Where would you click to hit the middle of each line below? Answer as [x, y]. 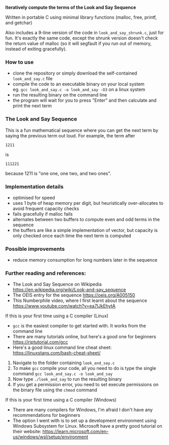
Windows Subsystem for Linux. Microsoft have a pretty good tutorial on [88, 426]
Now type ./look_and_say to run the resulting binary [67, 379]
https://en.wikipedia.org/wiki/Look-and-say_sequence [69, 290]
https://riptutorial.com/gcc [40, 342]
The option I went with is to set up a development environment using [84, 420]
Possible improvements [35, 249]
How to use [20, 62]
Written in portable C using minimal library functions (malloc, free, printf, [81, 17]
